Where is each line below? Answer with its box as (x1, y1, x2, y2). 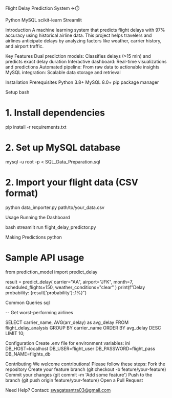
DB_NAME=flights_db (5, 350, 51, 357)
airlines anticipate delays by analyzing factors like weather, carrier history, (5, 38, 162, 43)
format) (5, 188, 38, 199)
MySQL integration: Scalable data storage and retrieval (5, 69, 121, 75)
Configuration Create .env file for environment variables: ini (5, 340, 131, 346)
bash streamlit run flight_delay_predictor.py (5, 224, 96, 230)
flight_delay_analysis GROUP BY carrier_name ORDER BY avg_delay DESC (5, 324, 161, 331)
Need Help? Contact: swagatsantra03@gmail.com (5, 387, 111, 393)
